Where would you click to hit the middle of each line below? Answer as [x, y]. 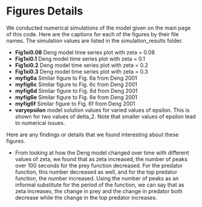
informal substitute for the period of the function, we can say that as [99, 185]
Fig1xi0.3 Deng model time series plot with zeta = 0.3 [81, 71]
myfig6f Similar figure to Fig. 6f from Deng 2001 [75, 103]
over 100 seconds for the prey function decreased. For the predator [99, 165]
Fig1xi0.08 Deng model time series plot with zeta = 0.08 [85, 52]
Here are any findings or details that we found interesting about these [93, 135]
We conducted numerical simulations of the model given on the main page [99, 28]
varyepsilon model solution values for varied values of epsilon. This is [102, 110]
